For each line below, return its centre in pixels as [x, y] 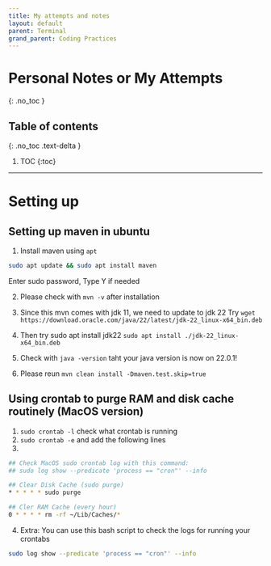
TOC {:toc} [38, 161]
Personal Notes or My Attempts [116, 78]
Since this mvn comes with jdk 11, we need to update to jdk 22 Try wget [138, 312]
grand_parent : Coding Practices [63, 38]
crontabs [35, 539]
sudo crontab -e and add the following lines [93, 439]
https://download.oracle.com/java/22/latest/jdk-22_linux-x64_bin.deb [141, 320]
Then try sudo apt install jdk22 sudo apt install [100, 335]
